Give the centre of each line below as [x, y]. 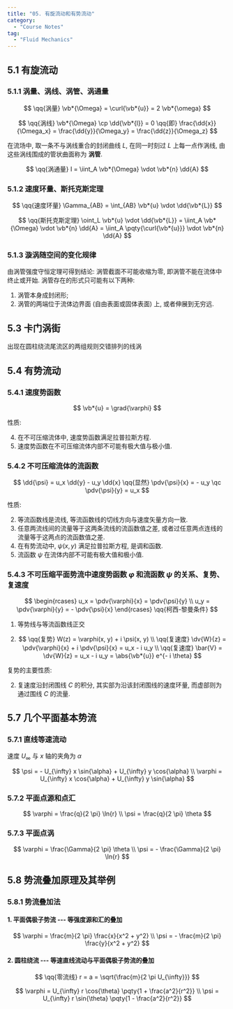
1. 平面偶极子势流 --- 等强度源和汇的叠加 [65, 920]
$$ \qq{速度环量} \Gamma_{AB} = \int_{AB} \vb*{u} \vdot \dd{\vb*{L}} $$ [117, 206]
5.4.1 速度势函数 [34, 392]
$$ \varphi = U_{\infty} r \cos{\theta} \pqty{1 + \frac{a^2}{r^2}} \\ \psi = [117, 991]
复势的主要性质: [30, 670]
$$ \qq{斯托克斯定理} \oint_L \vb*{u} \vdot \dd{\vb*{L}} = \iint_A [110, 221]
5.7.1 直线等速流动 [37, 739]
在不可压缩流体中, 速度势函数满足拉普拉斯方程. [84, 437]
